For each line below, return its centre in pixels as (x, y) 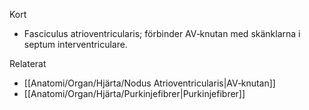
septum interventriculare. (75, 44)
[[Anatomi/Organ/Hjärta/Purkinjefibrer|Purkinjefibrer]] (134, 93)
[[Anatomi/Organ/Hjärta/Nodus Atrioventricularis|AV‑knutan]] (149, 83)
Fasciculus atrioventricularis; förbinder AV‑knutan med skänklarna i (162, 33)
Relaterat (28, 63)
